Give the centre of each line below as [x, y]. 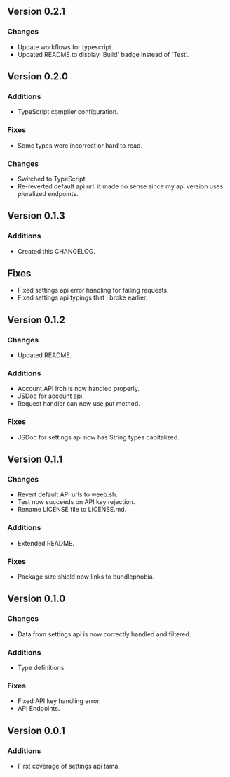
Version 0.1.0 [36, 599]
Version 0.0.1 [36, 731]
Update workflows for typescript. [65, 47]
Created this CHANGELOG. [56, 251]
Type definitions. [42, 668]
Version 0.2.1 [36, 12]
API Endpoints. [39, 709]
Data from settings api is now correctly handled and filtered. [104, 634]
